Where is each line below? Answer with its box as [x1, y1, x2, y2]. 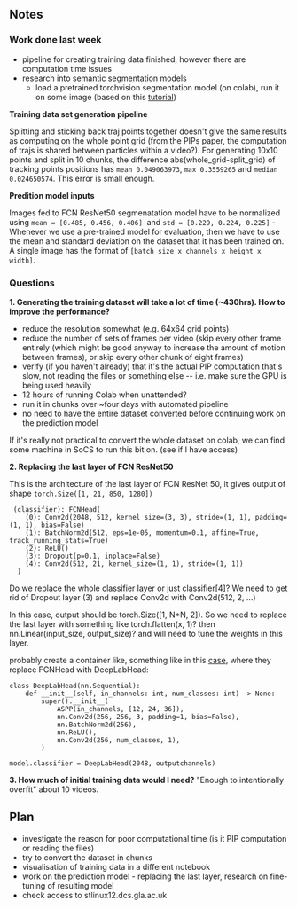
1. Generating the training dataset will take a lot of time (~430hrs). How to [9, 296, 285, 307]
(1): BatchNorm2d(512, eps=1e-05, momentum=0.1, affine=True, [25, 528, 260, 537]
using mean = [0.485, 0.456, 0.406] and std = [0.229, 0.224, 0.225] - [9, 216, 277, 227]
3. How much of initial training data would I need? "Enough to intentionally [9, 774, 285, 785]
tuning [21, 880, 46, 890]
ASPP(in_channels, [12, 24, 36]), [56, 704, 184, 713]
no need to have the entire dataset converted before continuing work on [21, 408, 286, 419]
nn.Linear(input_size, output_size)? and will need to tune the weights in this [9, 628, 284, 639]
